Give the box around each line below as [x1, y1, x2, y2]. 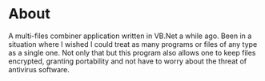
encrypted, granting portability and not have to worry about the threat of [8, 56, 247, 66]
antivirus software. [8, 64, 70, 74]
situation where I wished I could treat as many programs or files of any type [8, 39, 258, 48]
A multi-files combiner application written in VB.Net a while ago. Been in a [8, 31, 252, 40]
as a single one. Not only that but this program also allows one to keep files [8, 48, 256, 57]
